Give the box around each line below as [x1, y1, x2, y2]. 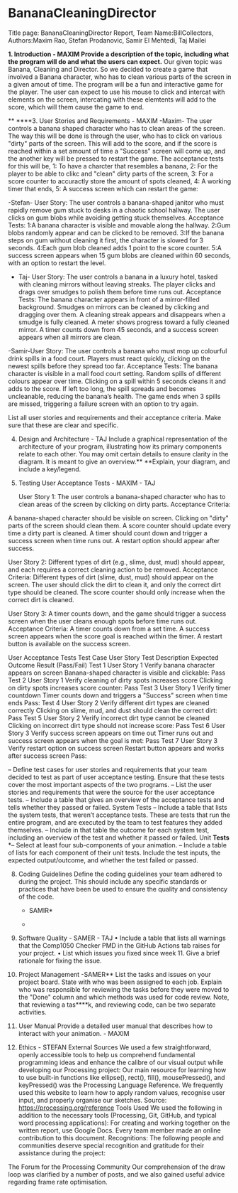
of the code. [18, 892, 55, 901]
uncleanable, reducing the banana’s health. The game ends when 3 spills [8, 392, 221, 400]
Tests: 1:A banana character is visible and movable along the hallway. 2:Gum [8, 220, 231, 229]
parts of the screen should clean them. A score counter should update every [8, 521, 231, 530]
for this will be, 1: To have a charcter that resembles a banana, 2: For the [8, 161, 218, 170]
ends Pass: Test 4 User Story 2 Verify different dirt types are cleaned [8, 698, 210, 707]
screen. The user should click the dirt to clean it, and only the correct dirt [8, 580, 222, 589]
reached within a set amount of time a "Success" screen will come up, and [8, 146, 226, 155]
